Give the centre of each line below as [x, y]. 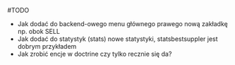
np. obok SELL [38, 31]
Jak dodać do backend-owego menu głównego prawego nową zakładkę [122, 24]
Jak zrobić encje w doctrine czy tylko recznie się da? [95, 54]
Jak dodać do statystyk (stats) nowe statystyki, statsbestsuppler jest [117, 39]
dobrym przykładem [47, 46]
